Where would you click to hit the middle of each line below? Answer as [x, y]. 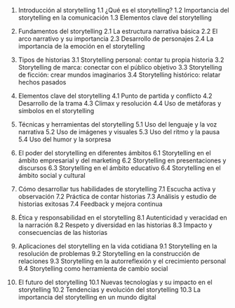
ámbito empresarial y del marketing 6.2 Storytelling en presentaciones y [122, 160]
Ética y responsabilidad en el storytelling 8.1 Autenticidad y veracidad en [122, 218]
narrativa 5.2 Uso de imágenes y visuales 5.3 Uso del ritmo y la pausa [119, 132]
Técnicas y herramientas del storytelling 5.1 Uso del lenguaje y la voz [117, 124]
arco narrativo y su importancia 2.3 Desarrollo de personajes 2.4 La [116, 39]
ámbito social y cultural [52, 175]
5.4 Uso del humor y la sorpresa [65, 139]
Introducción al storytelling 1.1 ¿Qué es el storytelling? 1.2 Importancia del [123, 10]
